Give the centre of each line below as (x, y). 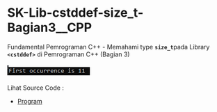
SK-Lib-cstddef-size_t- (75, 13)
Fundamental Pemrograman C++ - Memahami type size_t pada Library (108, 47)
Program (30, 101)
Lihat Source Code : (36, 88)
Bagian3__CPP (50, 27)
